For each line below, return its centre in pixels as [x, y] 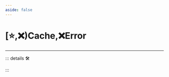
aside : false [19, 10]
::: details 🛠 [18, 58]
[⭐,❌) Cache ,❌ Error [46, 35]
